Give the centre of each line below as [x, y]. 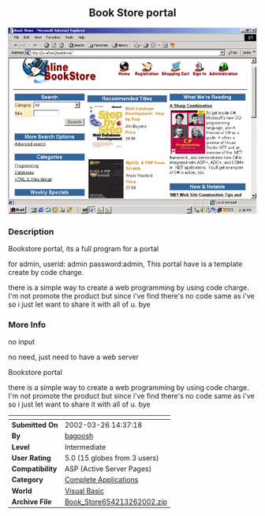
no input [22, 342]
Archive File [32, 501]
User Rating [31, 458]
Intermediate [85, 447]
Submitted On [35, 425]
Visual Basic [84, 491]
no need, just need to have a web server [74, 357]
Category [27, 480]
